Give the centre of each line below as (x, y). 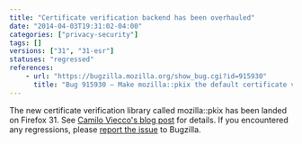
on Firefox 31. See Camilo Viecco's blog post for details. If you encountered (149, 120)
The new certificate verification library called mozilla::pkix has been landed (148, 110)
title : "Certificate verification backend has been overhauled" (132, 18)
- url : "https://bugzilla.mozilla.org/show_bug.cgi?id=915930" (147, 76)
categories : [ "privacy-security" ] (74, 34)
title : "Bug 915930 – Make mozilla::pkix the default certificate (160, 85)
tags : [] (26, 43)
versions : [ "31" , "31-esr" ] (62, 51)
